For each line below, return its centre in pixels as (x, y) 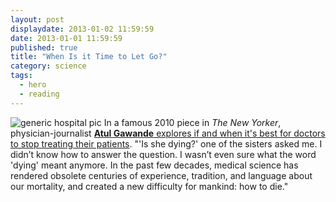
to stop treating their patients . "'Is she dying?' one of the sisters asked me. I (166, 143)
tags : (21, 76)
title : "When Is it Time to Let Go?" (89, 57)
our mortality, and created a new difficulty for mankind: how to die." (149, 186)
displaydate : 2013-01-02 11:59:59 (82, 29)
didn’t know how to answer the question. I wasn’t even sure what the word (163, 154)
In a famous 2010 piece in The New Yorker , (192, 122)
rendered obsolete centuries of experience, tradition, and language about (161, 175)
